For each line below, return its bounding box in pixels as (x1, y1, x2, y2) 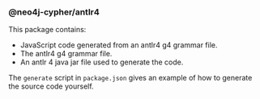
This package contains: (8, 25, 87, 35)
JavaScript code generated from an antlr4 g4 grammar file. (19, 40, 218, 50)
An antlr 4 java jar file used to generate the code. (19, 57, 184, 67)
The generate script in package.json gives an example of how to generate (8, 73, 253, 83)
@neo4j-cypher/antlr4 (8, 6, 100, 18)
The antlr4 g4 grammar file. (19, 49, 113, 59)
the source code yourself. (8, 81, 95, 91)
